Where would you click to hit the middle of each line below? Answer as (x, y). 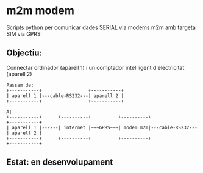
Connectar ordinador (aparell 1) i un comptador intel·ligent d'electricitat (95, 67)
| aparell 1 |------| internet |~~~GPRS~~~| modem (72, 127)
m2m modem (40, 11)
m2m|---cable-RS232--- (169, 127)
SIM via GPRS (23, 33)
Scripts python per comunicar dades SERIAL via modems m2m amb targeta (101, 27)
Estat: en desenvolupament (60, 162)
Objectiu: (24, 53)
